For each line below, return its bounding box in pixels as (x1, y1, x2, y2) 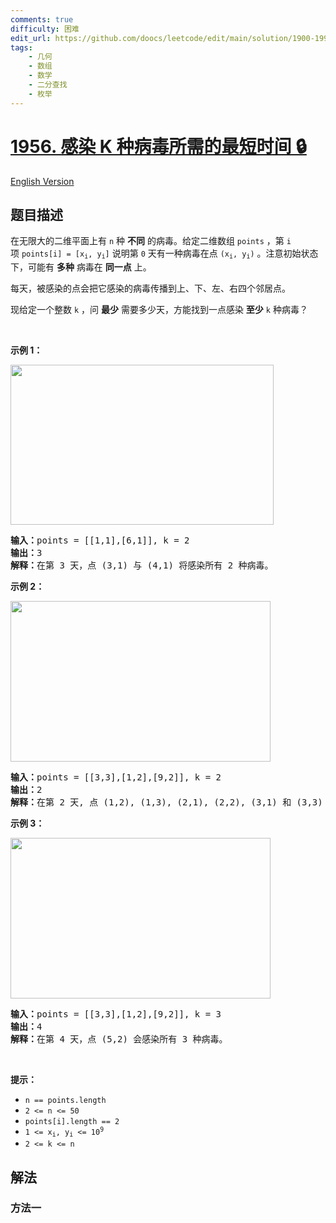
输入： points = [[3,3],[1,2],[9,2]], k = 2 (10, 771, 222, 783)
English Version (10, 175, 75, 187)
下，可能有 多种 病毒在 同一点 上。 (10, 261, 152, 273)
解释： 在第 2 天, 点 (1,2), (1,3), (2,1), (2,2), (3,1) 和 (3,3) (10, 796, 323, 808)
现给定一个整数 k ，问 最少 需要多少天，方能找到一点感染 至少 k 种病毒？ (10, 303, 308, 315)
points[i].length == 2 (24, 1116, 120, 1126)
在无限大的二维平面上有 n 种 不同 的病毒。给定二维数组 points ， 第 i (10, 235, 292, 247)
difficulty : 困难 (10, 24, 80, 34)
